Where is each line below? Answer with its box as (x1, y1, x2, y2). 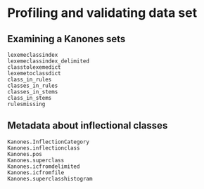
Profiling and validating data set (7, 5, 198, 21)
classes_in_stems (7, 89, 58, 96)
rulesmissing (7, 100, 46, 107)
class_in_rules (7, 76, 52, 83)
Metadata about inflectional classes (7, 119, 168, 131)
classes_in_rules (7, 82, 58, 89)
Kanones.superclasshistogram (7, 175, 93, 182)
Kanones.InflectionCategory (7, 138, 90, 145)
